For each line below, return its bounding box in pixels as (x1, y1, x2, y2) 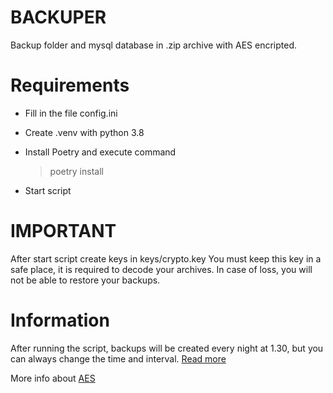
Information (10, 309, 110, 331)
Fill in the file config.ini (24, 107, 118, 119)
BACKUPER (10, 6, 107, 29)
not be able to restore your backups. (10, 274, 161, 286)
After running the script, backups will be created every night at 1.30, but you (10, 342, 324, 354)
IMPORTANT (10, 220, 117, 243)
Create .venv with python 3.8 (24, 126, 145, 138)
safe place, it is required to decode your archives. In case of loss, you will (10, 263, 313, 275)
